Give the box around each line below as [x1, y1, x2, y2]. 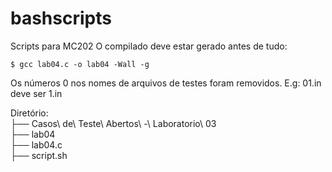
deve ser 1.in [10, 87, 63, 99]
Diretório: [10, 107, 49, 119]
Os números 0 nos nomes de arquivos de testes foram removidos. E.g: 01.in [10, 77, 322, 89]
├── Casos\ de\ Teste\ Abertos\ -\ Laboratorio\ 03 [10, 117, 217, 129]
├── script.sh [10, 149, 68, 161]
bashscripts [10, 7, 112, 30]
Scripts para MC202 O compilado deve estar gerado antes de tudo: [10, 40, 288, 52]
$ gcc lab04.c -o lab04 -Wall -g [10, 59, 150, 69]
